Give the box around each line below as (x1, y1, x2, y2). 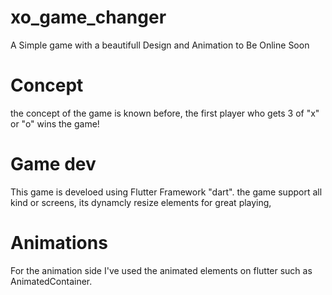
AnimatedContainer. (10, 275, 93, 287)
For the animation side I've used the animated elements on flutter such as (10, 264, 313, 276)
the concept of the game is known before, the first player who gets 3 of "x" (10, 107, 320, 119)
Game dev (10, 153, 97, 176)
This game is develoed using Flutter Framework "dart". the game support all (10, 186, 323, 198)
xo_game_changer (10, 6, 167, 29)
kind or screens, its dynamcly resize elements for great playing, (10, 196, 272, 208)
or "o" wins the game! (10, 117, 100, 130)
